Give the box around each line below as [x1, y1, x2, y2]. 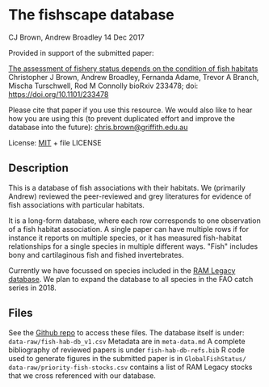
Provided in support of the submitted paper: [8, 48, 155, 57]
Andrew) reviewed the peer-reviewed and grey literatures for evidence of [8, 191, 252, 201]
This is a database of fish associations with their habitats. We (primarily [8, 183, 246, 192]
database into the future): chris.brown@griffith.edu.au [8, 122, 188, 132]
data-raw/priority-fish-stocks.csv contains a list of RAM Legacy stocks [8, 362, 253, 372]
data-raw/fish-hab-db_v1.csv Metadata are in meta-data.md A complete [8, 336, 246, 346]
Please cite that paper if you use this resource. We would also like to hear [8, 105, 253, 115]
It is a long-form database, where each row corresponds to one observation [8, 216, 261, 225]
